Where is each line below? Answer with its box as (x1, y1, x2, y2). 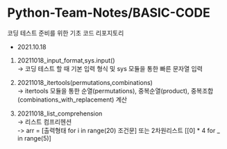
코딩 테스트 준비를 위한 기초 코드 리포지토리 (7, 29, 124, 37)
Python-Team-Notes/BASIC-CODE (7, 5, 210, 21)
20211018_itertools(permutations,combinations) (17, 78, 153, 86)
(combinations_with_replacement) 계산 (17, 95, 127, 104)
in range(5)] (17, 134, 52, 142)
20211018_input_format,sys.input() (17, 56, 115, 64)
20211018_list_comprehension (17, 109, 103, 118)
